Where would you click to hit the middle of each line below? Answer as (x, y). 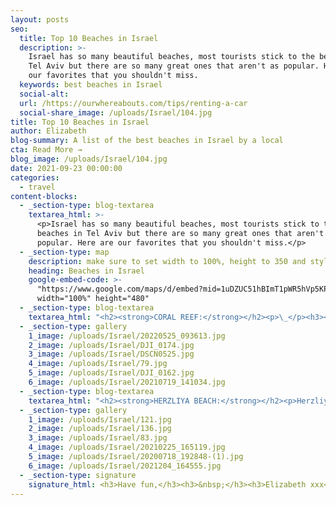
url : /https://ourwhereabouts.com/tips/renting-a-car (133, 103)
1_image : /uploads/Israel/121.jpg (100, 419)
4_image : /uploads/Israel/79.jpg (98, 364)
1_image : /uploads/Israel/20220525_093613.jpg (127, 336)
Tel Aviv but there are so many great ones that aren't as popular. (174, 66)
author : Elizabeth (48, 131)
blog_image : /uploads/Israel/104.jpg (89, 159)
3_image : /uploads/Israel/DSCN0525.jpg (111, 354)
